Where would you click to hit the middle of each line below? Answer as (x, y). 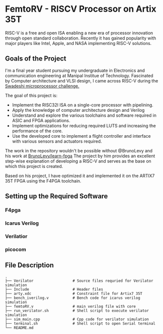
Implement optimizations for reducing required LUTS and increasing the (84, 125)
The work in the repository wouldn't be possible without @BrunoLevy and (79, 150)
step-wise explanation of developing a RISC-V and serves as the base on (78, 161)
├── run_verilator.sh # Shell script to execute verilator (77, 311)
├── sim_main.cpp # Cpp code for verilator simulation (77, 319)
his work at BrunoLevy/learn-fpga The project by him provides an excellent (80, 156)
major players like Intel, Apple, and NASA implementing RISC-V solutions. (78, 43)
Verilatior (16, 236)
